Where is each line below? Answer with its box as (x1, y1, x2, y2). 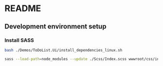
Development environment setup (4, 22, 107, 31)
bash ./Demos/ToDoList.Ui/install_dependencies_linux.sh (4, 48, 123, 52)
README (4, 3, 41, 14)
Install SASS (4, 37, 35, 44)
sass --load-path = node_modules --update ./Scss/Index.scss (4, 56, 127, 61)
